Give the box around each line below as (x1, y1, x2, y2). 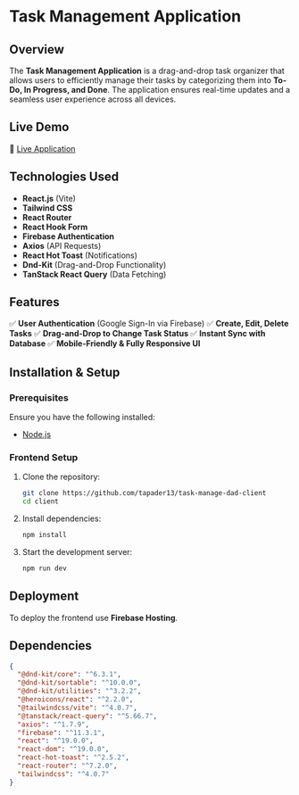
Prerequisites (9, 391, 69, 403)
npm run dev (21, 564, 67, 573)
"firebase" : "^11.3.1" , (17, 728, 105, 737)
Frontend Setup (9, 451, 79, 464)
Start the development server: (21, 547, 133, 558)
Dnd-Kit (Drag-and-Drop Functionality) (21, 259, 167, 269)
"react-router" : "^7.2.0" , (17, 761, 118, 771)
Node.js (21, 429, 52, 440)
